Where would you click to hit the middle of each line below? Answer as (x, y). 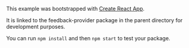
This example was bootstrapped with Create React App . (76, 9)
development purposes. (36, 27)
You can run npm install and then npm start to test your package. (88, 38)
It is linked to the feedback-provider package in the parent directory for (94, 20)
